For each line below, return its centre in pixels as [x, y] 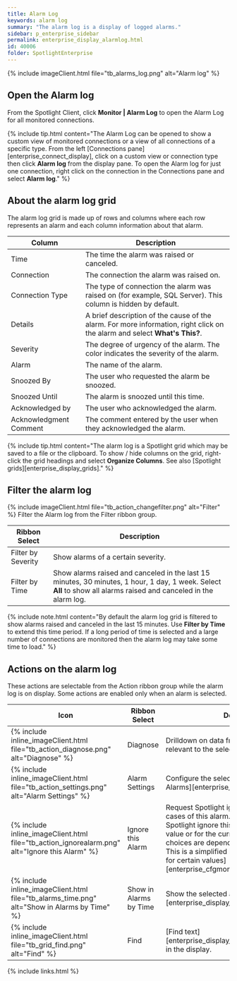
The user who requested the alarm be [147, 376]
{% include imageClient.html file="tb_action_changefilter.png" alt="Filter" [114, 507]
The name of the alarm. [123, 365]
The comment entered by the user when [152, 419]
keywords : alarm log [38, 20]
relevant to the [189, 750]
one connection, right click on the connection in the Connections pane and [116, 171]
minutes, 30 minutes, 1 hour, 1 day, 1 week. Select [137, 582]
